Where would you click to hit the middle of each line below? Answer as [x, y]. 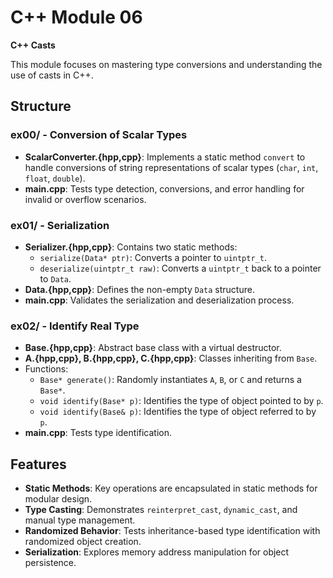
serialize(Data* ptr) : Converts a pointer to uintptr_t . [153, 257]
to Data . [55, 278]
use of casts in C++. [52, 75]
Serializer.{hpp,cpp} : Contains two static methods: [131, 247]
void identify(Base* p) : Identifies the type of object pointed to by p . [181, 401]
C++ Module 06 [76, 17]
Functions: [46, 369]
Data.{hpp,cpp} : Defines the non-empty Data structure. [139, 289]
